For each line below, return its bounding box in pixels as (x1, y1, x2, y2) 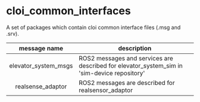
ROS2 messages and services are (78, 54, 174, 62)
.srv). (6, 30, 19, 37)
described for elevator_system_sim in (78, 61, 183, 69)
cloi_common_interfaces (6, 4, 131, 18)
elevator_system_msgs (9, 61, 73, 69)
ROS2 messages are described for (78, 78, 175, 87)
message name (18, 44, 64, 52)
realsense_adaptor (15, 82, 67, 90)
